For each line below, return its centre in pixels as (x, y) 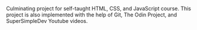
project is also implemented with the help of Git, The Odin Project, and (92, 15)
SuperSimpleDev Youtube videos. (47, 21)
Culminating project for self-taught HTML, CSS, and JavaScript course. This (98, 9)
